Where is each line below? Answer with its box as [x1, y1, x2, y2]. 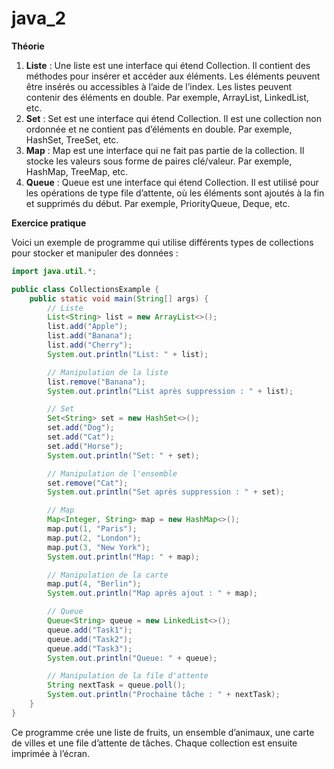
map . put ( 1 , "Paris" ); [47, 524, 138, 534]
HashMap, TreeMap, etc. [25, 165, 129, 177]
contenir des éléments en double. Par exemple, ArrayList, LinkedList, [25, 91, 309, 103]
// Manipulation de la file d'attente [47, 671, 209, 681]
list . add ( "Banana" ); [47, 331, 133, 341]
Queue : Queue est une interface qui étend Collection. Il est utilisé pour [25, 176, 319, 188]
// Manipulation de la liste [47, 367, 169, 377]
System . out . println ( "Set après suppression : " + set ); [47, 487, 285, 497]
